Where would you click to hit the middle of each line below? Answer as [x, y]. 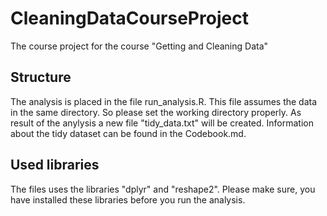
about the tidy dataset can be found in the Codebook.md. [128, 133]
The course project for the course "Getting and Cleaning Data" [139, 46]
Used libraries [55, 165]
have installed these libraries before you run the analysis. [128, 199]
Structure [41, 77]
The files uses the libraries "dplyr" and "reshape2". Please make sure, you [163, 189]
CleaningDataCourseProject [129, 18]
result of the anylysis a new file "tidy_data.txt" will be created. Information [162, 123]
